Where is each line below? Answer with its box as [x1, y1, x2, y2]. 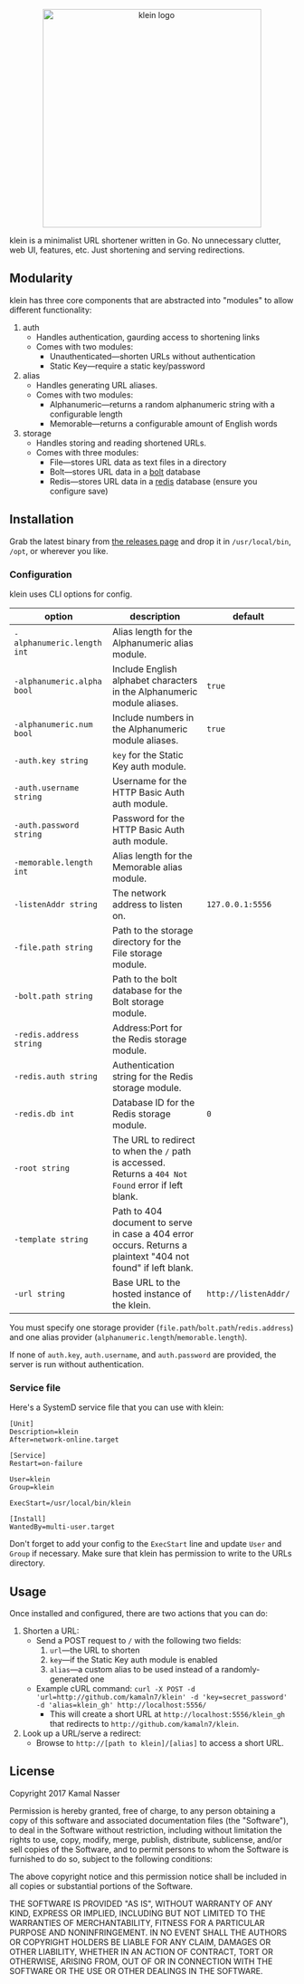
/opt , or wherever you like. [9, 545, 109, 556]
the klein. [111, 1299, 151, 1311]
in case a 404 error [111, 1227, 195, 1240]
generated [49, 1673, 89, 1684]
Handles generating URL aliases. [35, 379, 158, 390]
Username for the [111, 774, 187, 787]
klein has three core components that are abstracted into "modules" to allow [9, 294, 294, 305]
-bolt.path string [14, 991, 93, 1001]
